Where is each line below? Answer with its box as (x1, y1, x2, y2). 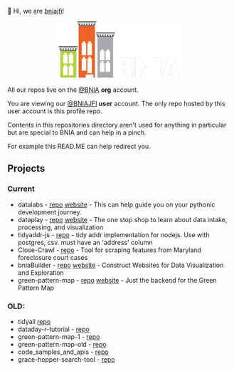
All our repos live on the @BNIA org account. (7, 85, 139, 94)
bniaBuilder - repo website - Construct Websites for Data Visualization (17, 261, 224, 269)
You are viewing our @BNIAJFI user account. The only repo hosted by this (7, 100, 225, 108)
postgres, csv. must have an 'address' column (17, 238, 153, 246)
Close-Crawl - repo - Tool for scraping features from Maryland (17, 246, 201, 254)
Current (7, 184, 36, 194)
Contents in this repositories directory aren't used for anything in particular (7, 121, 227, 129)
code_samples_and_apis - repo (17, 348, 109, 356)
